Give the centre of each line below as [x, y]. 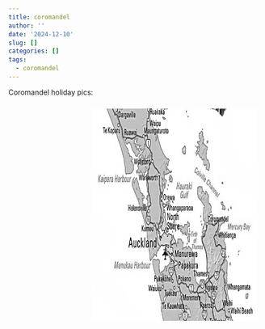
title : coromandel [39, 17]
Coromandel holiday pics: [51, 92]
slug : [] [23, 43]
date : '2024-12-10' [41, 34]
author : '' [27, 25]
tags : [17, 60]
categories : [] [34, 51]
